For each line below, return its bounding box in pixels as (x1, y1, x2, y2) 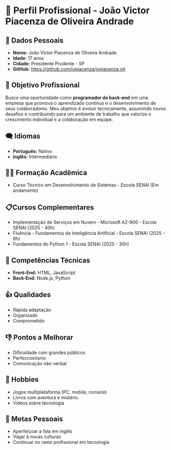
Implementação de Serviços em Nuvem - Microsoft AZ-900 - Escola (12, 219, 157, 226)
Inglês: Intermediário (12, 154, 57, 160)
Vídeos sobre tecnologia (12, 400, 65, 406)
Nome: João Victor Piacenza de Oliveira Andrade (12, 50, 117, 55)
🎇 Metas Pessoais (5, 415, 63, 423)
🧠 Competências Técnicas (5, 256, 91, 265)
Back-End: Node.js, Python (12, 275, 71, 282)
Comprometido (12, 317, 45, 324)
